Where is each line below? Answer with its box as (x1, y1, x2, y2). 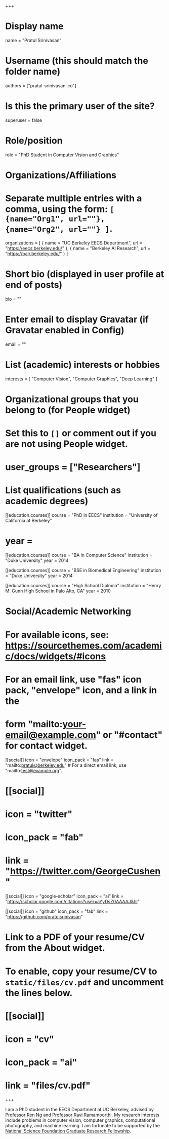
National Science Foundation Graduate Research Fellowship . (5, 1128, 132, 1134)
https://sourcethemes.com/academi (5, 639, 162, 651)
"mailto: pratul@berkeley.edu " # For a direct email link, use (5, 762, 126, 768)
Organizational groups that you (5, 394, 139, 405)
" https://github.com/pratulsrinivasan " (5, 914, 83, 920)
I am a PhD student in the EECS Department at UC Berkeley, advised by (5, 1107, 154, 1112)
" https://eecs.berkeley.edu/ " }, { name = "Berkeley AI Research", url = (5, 245, 151, 251)
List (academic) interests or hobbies (5, 359, 160, 370)
